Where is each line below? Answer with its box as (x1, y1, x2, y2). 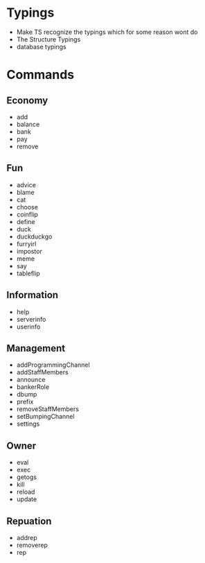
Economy (6, 94, 48, 106)
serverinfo (16, 315, 46, 323)
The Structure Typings (16, 35, 81, 43)
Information (6, 289, 59, 301)
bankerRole (16, 383, 50, 391)
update (16, 495, 37, 503)
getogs (16, 473, 37, 481)
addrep (16, 534, 37, 542)
